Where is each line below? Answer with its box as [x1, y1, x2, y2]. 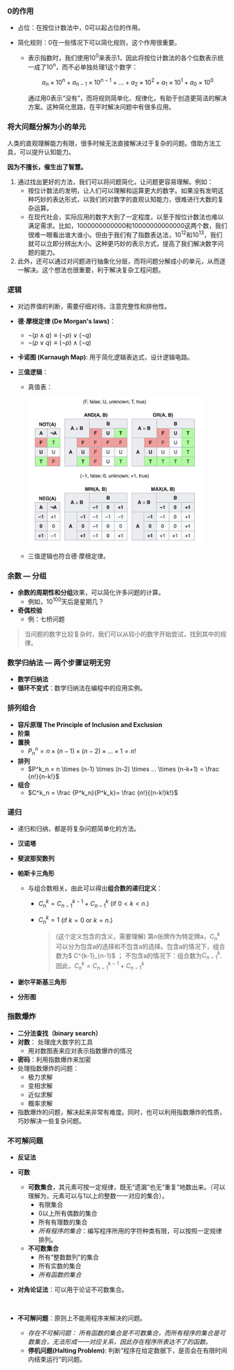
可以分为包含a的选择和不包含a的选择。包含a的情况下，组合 [55, 942, 226, 951]
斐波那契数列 [17, 854, 54, 863]
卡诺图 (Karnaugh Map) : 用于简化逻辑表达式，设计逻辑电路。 [17, 353, 194, 362]
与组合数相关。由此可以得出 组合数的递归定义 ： [27, 884, 163, 893]
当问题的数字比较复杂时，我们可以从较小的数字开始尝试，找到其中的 [24, 630, 221, 638]
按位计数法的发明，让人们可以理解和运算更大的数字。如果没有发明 [27, 186, 218, 195]
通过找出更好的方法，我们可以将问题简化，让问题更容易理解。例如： [17, 177, 214, 186]
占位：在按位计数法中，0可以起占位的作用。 [17, 23, 145, 32]
